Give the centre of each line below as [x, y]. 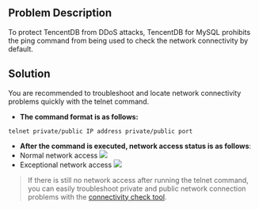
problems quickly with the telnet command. [79, 101]
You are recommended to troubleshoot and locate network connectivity [125, 93]
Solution [29, 74]
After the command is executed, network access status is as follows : [135, 146]
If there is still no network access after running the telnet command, [138, 180]
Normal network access [59, 155]
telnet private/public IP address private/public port [101, 131]
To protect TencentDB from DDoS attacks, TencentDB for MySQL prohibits [129, 32]
